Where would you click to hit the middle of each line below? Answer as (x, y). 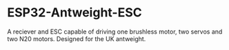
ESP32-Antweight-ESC (75, 13)
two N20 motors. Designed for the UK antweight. (77, 38)
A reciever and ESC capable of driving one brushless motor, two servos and (115, 32)
